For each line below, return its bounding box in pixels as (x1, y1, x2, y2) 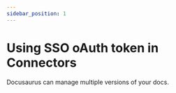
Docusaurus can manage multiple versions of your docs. (6, 78, 169, 86)
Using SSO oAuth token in (6, 40, 159, 56)
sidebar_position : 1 (6, 10, 67, 17)
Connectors (6, 55, 78, 70)
